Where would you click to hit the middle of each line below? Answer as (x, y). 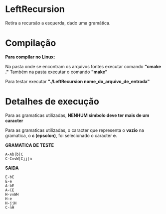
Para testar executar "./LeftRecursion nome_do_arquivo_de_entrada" (78, 81)
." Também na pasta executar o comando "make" (57, 72)
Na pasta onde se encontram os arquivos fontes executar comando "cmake (83, 66)
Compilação (31, 43)
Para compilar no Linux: (30, 57)
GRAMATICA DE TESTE (30, 145)
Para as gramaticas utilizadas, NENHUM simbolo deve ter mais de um (77, 115)
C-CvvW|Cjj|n (19, 159)
